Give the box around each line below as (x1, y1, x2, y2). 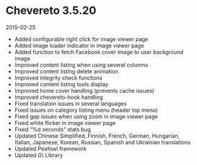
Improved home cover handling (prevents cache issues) (14, 87, 154, 94)
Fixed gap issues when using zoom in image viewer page (14, 113, 158, 120)
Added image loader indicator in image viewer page (14, 42, 144, 49)
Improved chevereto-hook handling (14, 93, 103, 101)
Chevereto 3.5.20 (5, 4, 97, 18)
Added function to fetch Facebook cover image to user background (14, 48, 184, 55)
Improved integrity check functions (14, 74, 103, 81)
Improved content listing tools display (14, 80, 109, 88)
